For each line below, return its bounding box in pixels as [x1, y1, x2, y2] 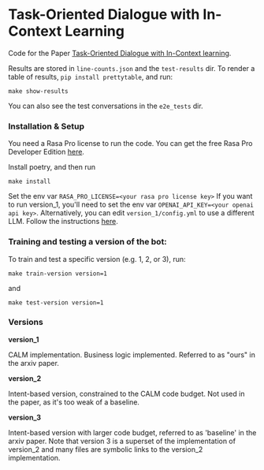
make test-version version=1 [8, 298, 104, 307]
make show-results [8, 87, 69, 95]
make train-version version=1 [8, 270, 108, 278]
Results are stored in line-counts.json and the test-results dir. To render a [8, 63, 255, 73]
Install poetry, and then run [8, 162, 96, 172]
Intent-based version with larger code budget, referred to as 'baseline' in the [8, 427, 257, 437]
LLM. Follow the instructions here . [8, 217, 118, 226]
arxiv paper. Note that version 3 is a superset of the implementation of [8, 436, 236, 446]
